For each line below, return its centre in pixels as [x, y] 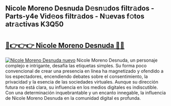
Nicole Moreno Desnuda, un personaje [117, 60]
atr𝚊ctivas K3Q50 [34, 24]
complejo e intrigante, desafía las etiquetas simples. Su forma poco [76, 65]
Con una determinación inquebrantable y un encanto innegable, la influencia [86, 93]
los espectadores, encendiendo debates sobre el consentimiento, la [77, 76]
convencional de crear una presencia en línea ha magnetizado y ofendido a [84, 71]
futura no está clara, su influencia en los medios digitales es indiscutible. [82, 87]
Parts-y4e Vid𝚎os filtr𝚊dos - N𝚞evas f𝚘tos [75, 17]
